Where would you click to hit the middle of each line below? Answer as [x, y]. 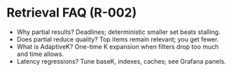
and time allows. [40, 54]
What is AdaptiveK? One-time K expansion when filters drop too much [118, 46]
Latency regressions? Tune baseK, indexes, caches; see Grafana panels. [121, 61]
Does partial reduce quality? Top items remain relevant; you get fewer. [118, 39]
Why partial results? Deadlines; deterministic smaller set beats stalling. [119, 32]
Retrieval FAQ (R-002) [72, 13]
